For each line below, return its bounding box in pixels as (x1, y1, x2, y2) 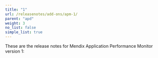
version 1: (5, 48, 25, 54)
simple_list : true (5, 30, 43, 35)
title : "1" (5, 7, 27, 12)
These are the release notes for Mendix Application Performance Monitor (5, 43, 153, 49)
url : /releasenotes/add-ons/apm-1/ (5, 12, 78, 17)
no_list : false (5, 25, 36, 30)
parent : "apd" (5, 16, 34, 21)
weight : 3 (5, 20, 26, 26)
